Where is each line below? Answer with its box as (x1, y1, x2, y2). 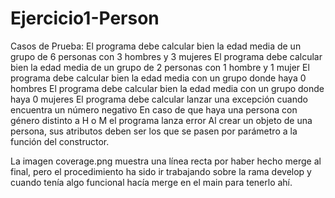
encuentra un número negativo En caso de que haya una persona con (10, 103, 298, 116)
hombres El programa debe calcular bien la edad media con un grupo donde (10, 82, 325, 94)
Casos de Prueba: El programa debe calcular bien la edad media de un (10, 40, 302, 52)
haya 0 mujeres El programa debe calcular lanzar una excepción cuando (10, 93, 308, 105)
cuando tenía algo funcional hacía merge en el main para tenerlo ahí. (10, 176, 293, 188)
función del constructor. (10, 135, 110, 147)
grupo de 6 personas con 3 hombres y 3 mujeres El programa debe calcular (10, 50, 323, 62)
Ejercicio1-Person (10, 7, 160, 30)
